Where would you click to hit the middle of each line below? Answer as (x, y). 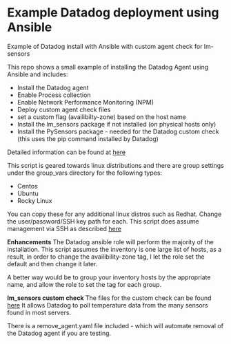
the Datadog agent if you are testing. (59, 333)
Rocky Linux (34, 200)
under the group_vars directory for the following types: (85, 173)
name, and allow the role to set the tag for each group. (84, 284)
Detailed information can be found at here (67, 152)
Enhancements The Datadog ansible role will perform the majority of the (110, 241)
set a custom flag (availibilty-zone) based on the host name (101, 117)
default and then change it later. (52, 264)
